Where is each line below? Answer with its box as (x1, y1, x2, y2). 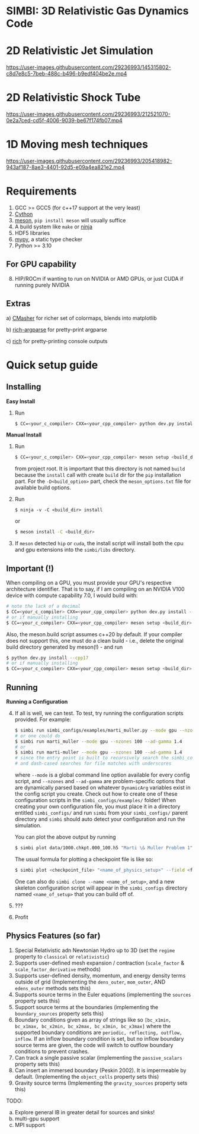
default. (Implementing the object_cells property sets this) (14, 1073, 159, 1080)
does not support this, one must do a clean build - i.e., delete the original (6, 637, 184, 644)
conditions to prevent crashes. (14, 1048, 89, 1055)
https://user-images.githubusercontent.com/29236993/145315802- (6, 64, 171, 71)
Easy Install (6, 397, 36, 405)
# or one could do (14, 733, 60, 739)
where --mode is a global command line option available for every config (14, 771, 190, 778)
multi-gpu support (14, 1115, 59, 1122)
